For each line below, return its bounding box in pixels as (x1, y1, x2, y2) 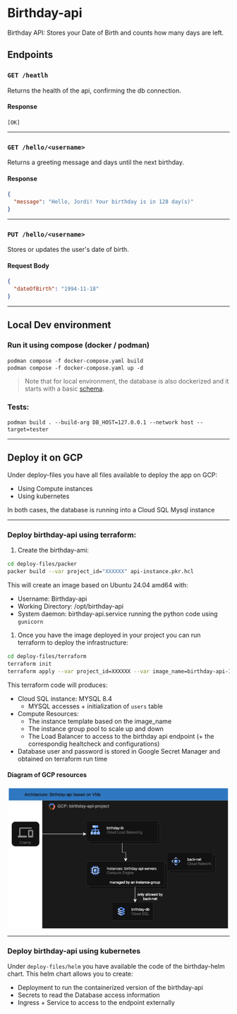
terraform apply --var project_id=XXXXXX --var (7, 667, 150, 675)
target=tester (7, 426, 49, 433)
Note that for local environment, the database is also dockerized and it (24, 376, 229, 385)
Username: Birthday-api (17, 594, 87, 603)
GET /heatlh (7, 71, 49, 79)
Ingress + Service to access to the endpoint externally (17, 998, 175, 1007)
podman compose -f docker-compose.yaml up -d (7, 364, 143, 371)
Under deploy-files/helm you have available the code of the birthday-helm (7, 962, 226, 971)
